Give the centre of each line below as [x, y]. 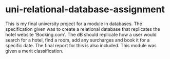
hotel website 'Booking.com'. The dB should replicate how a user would [81, 34]
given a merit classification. [34, 51]
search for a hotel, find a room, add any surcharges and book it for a [78, 40]
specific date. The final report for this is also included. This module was [81, 45]
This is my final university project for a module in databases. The [74, 24]
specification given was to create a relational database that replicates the [83, 29]
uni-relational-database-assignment [85, 9]
